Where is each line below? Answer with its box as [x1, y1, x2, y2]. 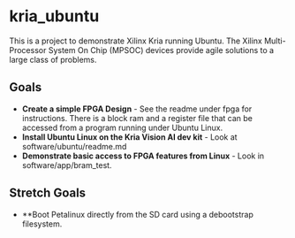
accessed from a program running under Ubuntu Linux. [21, 122, 223, 133]
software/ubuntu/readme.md [21, 141, 127, 151]
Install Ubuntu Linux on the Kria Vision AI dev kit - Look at [21, 131, 238, 142]
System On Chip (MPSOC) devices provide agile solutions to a [48, 44, 275, 55]
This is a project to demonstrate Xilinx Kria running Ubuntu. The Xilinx [9, 35, 262, 46]
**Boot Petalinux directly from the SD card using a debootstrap [21, 209, 253, 219]
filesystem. [21, 219, 63, 229]
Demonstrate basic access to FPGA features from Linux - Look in [21, 150, 265, 161]
